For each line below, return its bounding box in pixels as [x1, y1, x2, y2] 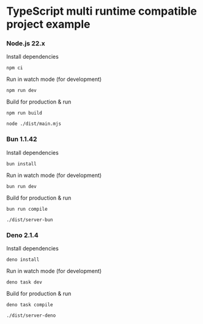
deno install [6, 257, 40, 263]
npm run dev [6, 88, 37, 94]
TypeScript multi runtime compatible [6, 4, 197, 18]
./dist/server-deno [6, 312, 56, 319]
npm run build [6, 110, 43, 116]
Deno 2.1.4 [6, 231, 39, 239]
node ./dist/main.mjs [6, 121, 62, 127]
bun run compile [6, 206, 48, 212]
